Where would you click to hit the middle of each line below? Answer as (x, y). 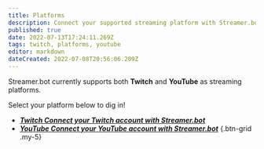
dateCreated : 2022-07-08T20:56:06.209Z (73, 60)
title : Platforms (37, 15)
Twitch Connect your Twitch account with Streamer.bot (112, 120)
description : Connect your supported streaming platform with (112, 23)
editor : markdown (37, 52)
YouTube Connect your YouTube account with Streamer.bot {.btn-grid (136, 128)
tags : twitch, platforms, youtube (65, 45)
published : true (35, 30)
